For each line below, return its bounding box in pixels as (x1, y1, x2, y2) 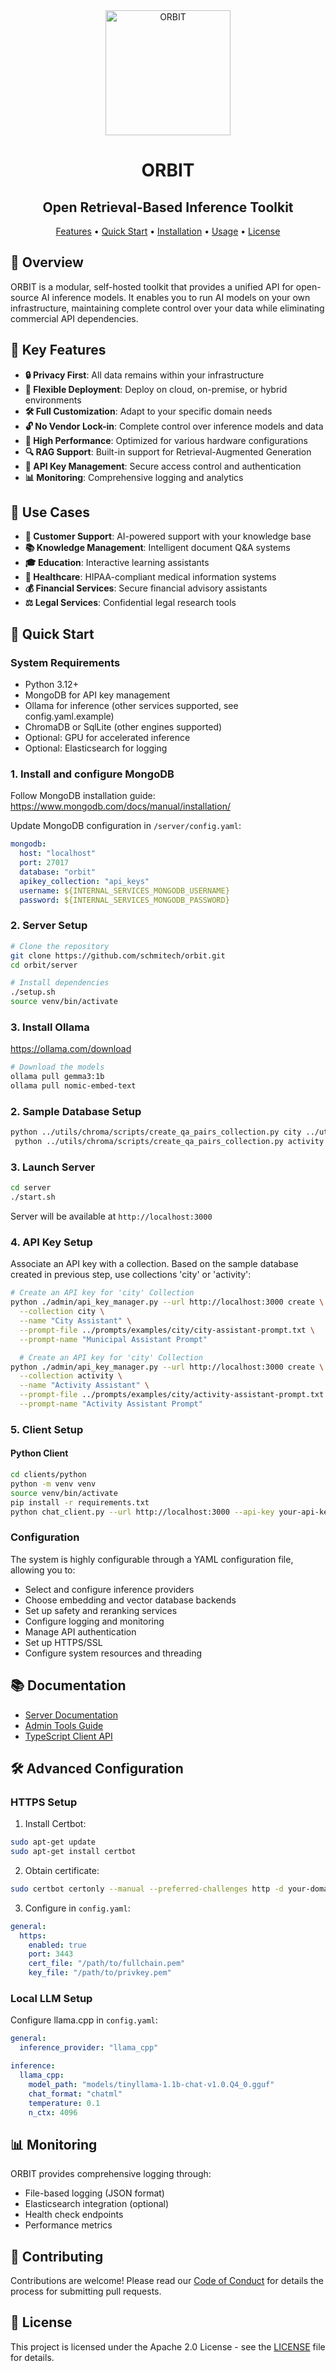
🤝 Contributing (10, 2248, 104, 2265)
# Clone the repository (10, 941, 110, 951)
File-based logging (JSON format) (24, 2187, 165, 2199)
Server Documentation (24, 1709, 119, 1721)
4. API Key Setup (10, 1235, 93, 1249)
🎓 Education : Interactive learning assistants (24, 557, 210, 569)
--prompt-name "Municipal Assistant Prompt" (19, 1334, 208, 1344)
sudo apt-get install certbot (10, 1847, 137, 1857)
